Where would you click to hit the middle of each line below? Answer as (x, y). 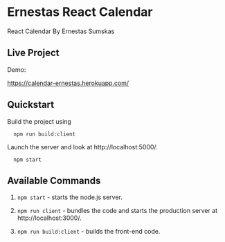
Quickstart (31, 105)
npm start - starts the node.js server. (70, 197)
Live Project (34, 53)
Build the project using (39, 121)
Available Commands (54, 180)
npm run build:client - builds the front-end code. (89, 232)
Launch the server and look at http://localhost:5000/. (82, 147)
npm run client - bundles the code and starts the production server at (117, 211)
